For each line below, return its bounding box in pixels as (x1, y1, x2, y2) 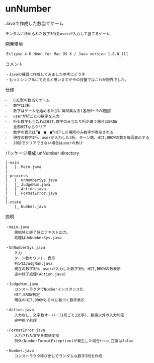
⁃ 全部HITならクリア (5, 124, 47, 129)
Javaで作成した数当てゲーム (5, 20, 64, 26)
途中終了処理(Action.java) (14, 271, 66, 277)
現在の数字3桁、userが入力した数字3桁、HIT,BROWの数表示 (14, 266, 121, 271)
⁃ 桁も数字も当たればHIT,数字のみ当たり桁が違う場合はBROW (5, 119, 118, 124)
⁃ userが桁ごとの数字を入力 (5, 114, 60, 119)
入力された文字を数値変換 (14, 333, 59, 338)
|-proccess (5, 173, 28, 178)
